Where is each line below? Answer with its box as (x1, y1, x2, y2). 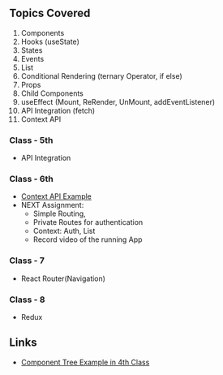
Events (20, 54, 45, 63)
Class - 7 (9, 255, 45, 266)
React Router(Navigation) (20, 274, 106, 283)
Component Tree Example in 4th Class (20, 357, 150, 367)
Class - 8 (9, 294, 45, 305)
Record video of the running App (32, 235, 143, 244)
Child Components (20, 88, 84, 98)
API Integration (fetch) (20, 106, 96, 115)
